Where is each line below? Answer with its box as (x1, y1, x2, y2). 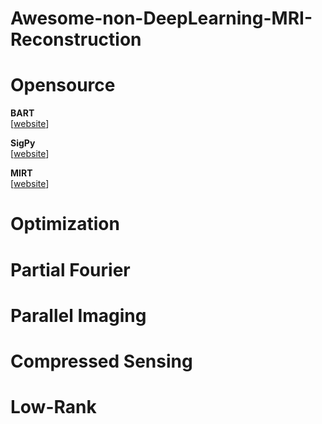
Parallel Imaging (10, 304, 147, 327)
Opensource (10, 74, 116, 97)
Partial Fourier (10, 258, 131, 281)
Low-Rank (10, 396, 97, 419)
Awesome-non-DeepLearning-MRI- (10, 7, 313, 30)
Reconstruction (10, 28, 142, 51)
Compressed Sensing (10, 350, 193, 372)
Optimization (10, 213, 120, 236)
